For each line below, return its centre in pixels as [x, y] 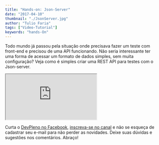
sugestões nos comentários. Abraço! [42, 137]
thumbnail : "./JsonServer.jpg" [37, 18]
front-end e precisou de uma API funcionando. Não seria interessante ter [78, 51]
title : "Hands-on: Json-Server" [38, 9]
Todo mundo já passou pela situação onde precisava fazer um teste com [78, 46]
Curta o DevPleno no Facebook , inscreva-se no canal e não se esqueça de [80, 127]
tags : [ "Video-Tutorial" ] [31, 28]
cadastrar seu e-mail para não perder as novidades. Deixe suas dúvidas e [79, 132]
